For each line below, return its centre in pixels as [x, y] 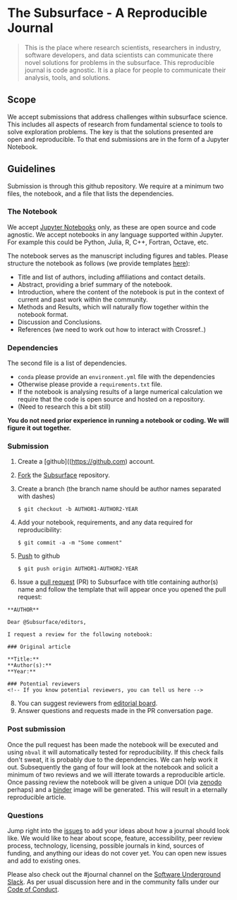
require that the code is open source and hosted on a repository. [111, 400]
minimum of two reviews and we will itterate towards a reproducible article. [116, 774]
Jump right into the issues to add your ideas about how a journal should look [119, 831]
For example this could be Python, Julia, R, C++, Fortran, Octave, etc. [108, 242]
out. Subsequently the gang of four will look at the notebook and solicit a [113, 767]
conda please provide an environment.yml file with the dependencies [116, 377]
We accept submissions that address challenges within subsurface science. [117, 116]
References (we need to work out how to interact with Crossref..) [112, 329]
